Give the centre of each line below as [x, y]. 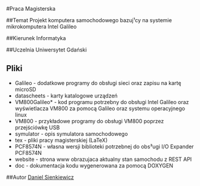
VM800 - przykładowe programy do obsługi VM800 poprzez [89, 121]
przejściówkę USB [37, 127]
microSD [25, 89]
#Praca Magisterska [31, 9]
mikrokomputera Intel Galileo [41, 27]
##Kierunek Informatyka [36, 38]
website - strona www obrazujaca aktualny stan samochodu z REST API [103, 159]
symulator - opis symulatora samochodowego [71, 133]
